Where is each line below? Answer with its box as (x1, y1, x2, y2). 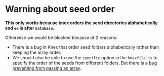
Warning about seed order (5, 3, 115, 15)
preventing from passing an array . (12, 65, 82, 71)
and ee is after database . (5, 25, 55, 31)
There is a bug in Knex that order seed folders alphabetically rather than (12, 44, 159, 50)
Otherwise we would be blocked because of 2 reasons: (5, 35, 118, 40)
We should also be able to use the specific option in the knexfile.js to (12, 54, 158, 60)
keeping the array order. (12, 49, 62, 55)
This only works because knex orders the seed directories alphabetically (5, 20, 158, 26)
